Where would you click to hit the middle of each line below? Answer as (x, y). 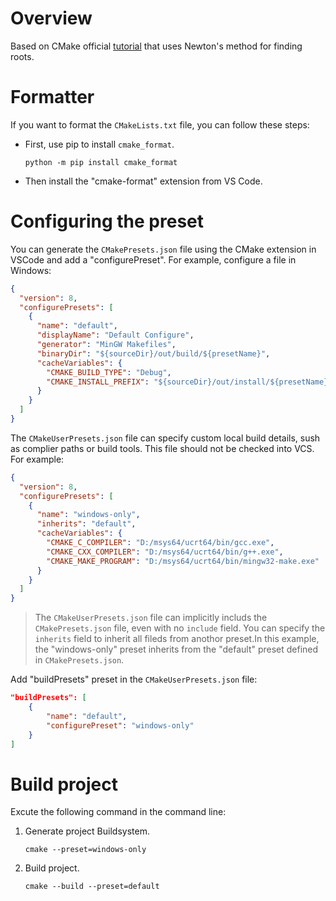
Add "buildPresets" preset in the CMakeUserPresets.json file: (134, 679)
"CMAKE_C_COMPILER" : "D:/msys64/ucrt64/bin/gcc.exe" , (160, 543)
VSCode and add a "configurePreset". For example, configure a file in (153, 259)
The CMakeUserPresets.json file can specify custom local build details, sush (165, 438)
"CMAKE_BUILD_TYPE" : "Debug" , (109, 372)
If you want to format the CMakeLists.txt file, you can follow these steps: (160, 124)
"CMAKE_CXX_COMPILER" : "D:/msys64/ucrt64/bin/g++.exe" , (165, 552)
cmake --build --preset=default (92, 887)
